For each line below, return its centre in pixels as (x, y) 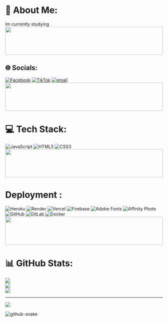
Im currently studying (27, 24)
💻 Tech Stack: (36, 129)
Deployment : (34, 195)
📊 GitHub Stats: (39, 263)
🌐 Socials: (21, 68)
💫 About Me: (31, 10)
